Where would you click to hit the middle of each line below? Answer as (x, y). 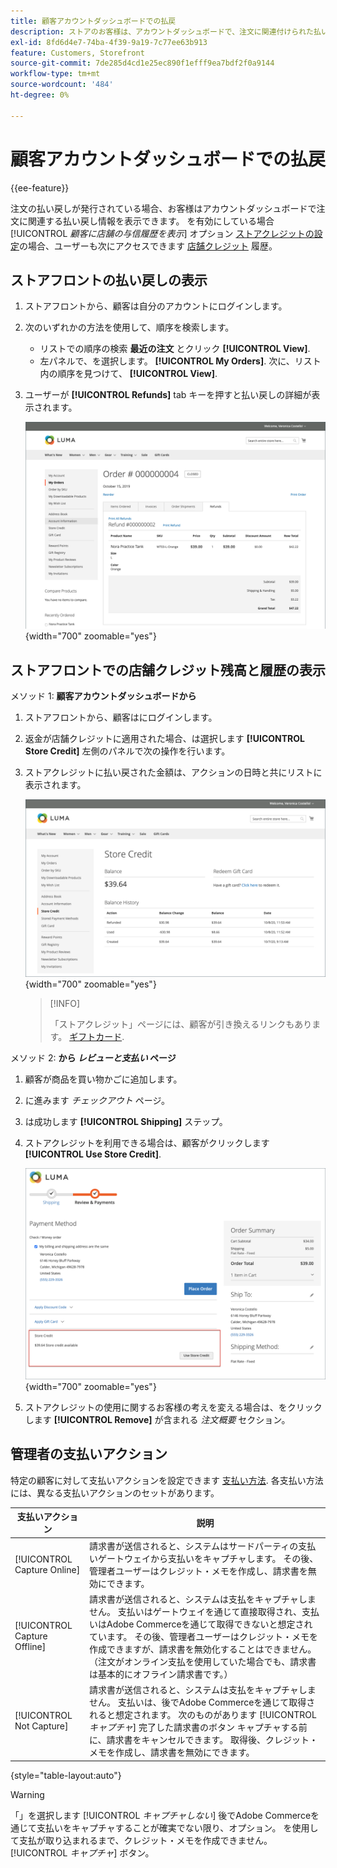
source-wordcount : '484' (62, 85)
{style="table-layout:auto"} (66, 1775)
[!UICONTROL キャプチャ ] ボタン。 (82, 1852)
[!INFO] (65, 1004)
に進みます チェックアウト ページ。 (97, 1101)
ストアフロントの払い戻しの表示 (109, 280)
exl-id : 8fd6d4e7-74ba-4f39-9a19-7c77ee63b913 (109, 42)
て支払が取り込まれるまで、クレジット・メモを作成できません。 (141, 1840)
